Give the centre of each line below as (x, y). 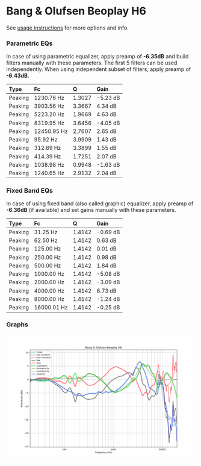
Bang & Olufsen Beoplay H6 (76, 11)
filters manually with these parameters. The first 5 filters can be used (92, 63)
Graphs (17, 325)
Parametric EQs (29, 43)
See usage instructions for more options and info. (68, 28)
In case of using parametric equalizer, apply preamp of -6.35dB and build (97, 57)
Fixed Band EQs (29, 190)
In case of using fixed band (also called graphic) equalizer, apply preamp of (100, 203)
